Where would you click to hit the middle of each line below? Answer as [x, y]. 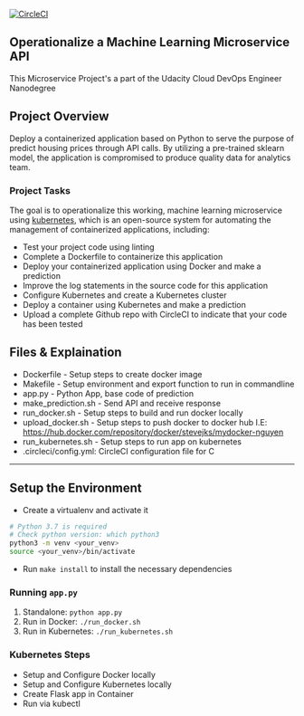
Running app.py [44, 592]
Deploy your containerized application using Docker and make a [142, 266]
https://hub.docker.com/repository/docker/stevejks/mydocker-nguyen [153, 432]
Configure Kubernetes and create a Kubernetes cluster [124, 295]
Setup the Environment [76, 488]
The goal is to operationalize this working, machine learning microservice [146, 210]
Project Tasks [40, 190]
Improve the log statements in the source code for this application [145, 285]
